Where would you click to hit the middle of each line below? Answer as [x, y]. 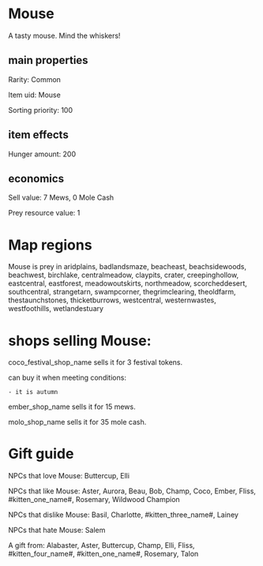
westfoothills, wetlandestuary [56, 309]
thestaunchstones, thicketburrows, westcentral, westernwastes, [113, 300]
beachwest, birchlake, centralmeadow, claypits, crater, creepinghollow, [124, 275]
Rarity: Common [35, 79]
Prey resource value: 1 [44, 213]
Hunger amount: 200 [42, 154]
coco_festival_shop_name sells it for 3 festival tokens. [96, 362]
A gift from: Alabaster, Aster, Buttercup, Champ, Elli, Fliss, [101, 545]
